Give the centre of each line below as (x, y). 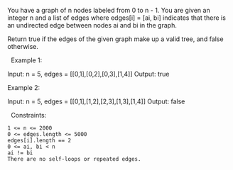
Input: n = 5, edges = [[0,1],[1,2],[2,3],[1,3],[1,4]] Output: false (96, 101)
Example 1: (26, 60)
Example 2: (24, 87)
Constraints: (28, 115)
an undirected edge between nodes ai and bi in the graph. (92, 25)
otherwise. (23, 46)
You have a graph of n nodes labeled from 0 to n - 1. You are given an (109, 10)
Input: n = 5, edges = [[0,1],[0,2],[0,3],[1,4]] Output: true (88, 74)
